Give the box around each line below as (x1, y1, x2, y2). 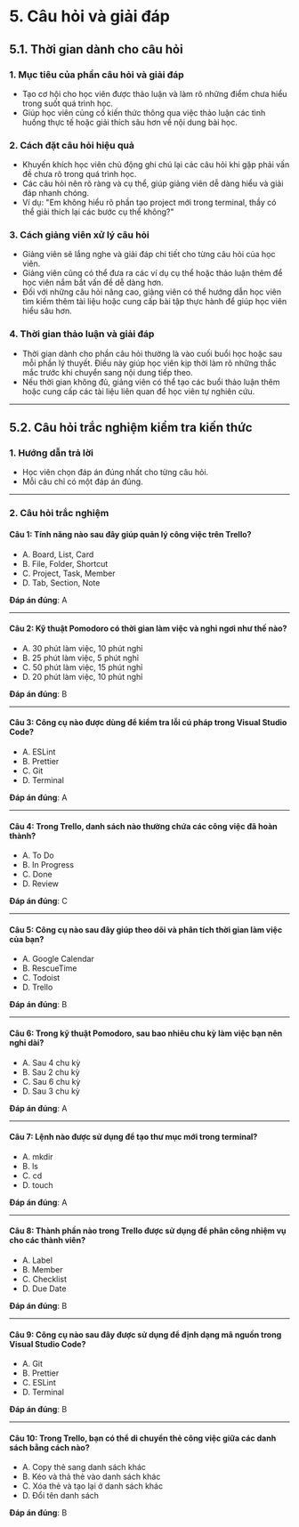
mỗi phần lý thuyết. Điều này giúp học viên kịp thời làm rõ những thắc (21, 358, 277, 368)
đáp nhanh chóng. (21, 188, 90, 198)
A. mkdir (21, 1151, 53, 1162)
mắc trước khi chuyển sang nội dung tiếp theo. (21, 367, 193, 377)
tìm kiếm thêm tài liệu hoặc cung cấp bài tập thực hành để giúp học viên (21, 296, 287, 307)
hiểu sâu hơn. (21, 305, 73, 317)
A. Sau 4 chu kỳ (21, 1057, 81, 1068)
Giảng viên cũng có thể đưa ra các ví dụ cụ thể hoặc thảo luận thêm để (21, 268, 283, 279)
